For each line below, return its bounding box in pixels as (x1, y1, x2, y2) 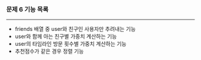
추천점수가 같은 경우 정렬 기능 (14, 48, 84, 55)
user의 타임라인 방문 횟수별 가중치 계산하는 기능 (14, 40, 127, 48)
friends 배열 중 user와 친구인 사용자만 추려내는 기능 (14, 26, 136, 33)
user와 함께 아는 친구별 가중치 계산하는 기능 (14, 33, 117, 40)
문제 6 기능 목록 (6, 5, 49, 13)
